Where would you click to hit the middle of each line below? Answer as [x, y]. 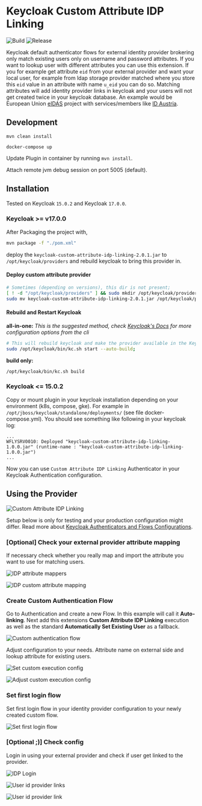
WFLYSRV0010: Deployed [35, 441]
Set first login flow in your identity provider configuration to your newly [94, 708]
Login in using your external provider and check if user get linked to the [95, 755]
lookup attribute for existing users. [49, 656]
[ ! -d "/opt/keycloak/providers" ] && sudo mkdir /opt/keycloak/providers [103, 293]
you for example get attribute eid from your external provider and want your [100, 71]
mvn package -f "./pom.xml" [41, 243]
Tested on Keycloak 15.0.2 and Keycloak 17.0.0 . [66, 203]
